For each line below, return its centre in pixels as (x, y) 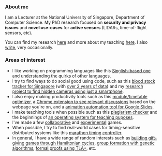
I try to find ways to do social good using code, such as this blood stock (84, 81)
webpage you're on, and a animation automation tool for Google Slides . (83, 107)
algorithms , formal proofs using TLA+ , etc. (54, 148)
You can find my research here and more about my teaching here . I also (76, 42)
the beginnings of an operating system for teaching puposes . (73, 117)
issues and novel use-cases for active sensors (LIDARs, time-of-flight (76, 28)
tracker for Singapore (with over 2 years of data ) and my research (78, 86)
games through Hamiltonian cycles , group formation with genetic (90, 143)
